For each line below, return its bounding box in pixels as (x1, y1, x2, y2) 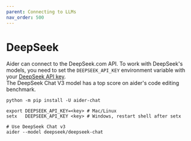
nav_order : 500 (6, 14, 44, 20)
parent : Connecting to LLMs (6, 8, 77, 15)
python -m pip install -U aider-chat (6, 98, 101, 104)
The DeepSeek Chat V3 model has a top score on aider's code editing (6, 80, 180, 87)
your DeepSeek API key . (6, 73, 66, 80)
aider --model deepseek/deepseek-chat (6, 129, 103, 136)
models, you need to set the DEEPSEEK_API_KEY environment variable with (6, 67, 186, 74)
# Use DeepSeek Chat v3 (6, 124, 66, 130)
